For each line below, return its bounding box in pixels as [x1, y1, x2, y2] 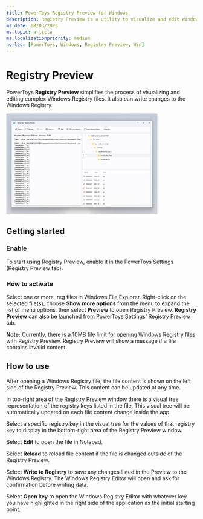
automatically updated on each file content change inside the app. [6, 408, 171, 415]
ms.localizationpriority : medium [6, 35, 91, 42]
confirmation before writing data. [6, 481, 89, 488]
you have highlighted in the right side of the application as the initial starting [6, 499, 195, 506]
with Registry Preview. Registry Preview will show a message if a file [6, 337, 176, 345]
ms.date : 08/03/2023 [6, 22, 59, 28]
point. [6, 506, 21, 513]
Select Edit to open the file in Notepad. [6, 438, 103, 445]
